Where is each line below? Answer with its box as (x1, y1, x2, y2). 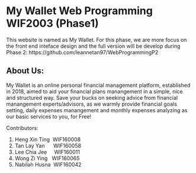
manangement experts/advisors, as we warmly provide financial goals (6, 100, 178, 107)
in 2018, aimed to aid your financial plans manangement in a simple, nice (6, 87, 184, 95)
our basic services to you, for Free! (6, 113, 92, 120)
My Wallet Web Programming (6, 4, 153, 18)
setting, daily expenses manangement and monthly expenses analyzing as (6, 106, 188, 113)
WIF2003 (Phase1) (6, 17, 99, 30)
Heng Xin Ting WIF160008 (14, 136, 81, 143)
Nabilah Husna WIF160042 (14, 161, 82, 168)
